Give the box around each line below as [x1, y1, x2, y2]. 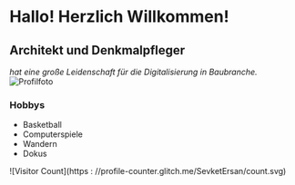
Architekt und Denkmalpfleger [9, 43, 186, 58]
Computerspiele [22, 129, 84, 140]
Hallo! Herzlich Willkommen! [9, 6, 229, 27]
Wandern [22, 139, 57, 150]
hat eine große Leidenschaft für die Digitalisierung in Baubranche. [9, 66, 258, 77]
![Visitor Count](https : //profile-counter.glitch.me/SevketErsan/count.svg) [9, 166, 287, 177]
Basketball [22, 120, 62, 131]
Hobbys [9, 98, 46, 111]
